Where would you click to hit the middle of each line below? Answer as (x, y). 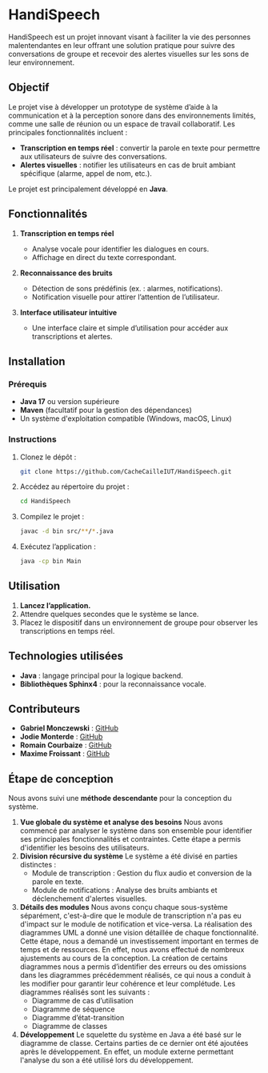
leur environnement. (41, 62)
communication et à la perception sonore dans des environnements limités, (132, 115)
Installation (37, 361)
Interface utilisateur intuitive (68, 312)
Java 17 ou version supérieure (70, 402)
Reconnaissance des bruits (66, 273)
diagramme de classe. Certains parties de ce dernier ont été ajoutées (134, 1043)
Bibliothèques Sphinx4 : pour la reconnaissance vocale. (113, 684)
